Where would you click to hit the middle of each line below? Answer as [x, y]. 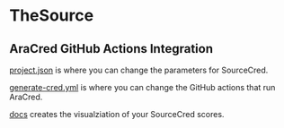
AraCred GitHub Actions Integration [111, 49]
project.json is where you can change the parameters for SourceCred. [139, 70]
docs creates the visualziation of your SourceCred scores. [117, 114]
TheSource [52, 16]
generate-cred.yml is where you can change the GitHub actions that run [142, 87]
